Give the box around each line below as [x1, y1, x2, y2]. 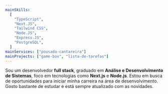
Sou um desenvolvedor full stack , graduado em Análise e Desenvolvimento [5, 67, 163, 73]
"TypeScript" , [14, 16, 44, 21]
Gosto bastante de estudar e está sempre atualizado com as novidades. [5, 83, 154, 89]
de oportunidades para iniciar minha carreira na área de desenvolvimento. [5, 78, 158, 84]
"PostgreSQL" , [14, 40, 44, 45]
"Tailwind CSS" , [14, 26, 49, 31]
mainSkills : [5, 7, 30, 12]
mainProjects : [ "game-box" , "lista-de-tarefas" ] [5, 53, 109, 59]
